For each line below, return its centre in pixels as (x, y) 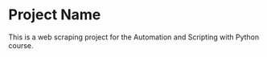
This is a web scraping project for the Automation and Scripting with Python (134, 37)
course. (21, 45)
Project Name (55, 15)
